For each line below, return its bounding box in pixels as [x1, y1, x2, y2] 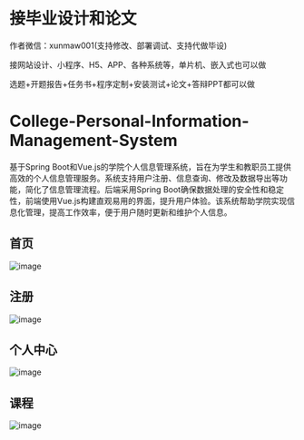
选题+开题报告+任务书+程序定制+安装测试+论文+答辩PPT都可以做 [9, 78, 256, 89]
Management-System [9, 131, 179, 151]
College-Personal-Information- [9, 111, 250, 132]
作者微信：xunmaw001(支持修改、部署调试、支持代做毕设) [9, 40, 228, 51]
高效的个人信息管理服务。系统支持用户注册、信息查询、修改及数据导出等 [9, 172, 279, 183]
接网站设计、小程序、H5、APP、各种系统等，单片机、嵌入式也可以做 [9, 59, 267, 70]
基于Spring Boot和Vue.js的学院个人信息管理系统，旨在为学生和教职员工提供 [9, 161, 292, 172]
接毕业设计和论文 [9, 8, 138, 29]
